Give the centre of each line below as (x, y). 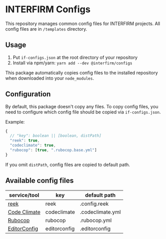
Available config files (40, 181)
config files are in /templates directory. (46, 29)
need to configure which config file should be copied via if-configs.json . (83, 112)
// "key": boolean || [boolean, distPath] (56, 136)
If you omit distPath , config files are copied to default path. (68, 164)
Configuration (28, 94)
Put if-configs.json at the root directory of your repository (75, 57)
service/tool (24, 195)
